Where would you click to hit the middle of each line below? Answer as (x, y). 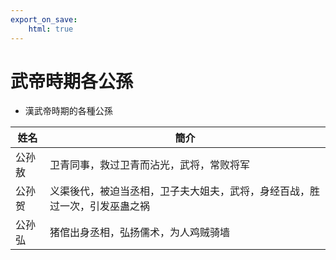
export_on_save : (44, 19)
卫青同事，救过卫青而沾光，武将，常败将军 (149, 165)
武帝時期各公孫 (72, 81)
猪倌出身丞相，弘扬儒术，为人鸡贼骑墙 (139, 233)
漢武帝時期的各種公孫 (68, 111)
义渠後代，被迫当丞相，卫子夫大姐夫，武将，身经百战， (179, 191)
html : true (51, 29)
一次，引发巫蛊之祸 (104, 206)
